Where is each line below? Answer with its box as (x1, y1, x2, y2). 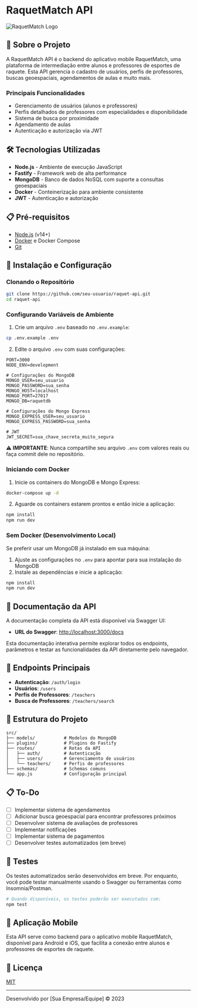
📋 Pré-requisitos (6, 212, 70, 222)
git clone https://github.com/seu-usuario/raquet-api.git (6, 291, 151, 297)
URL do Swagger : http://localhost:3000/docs (14, 628, 124, 635)
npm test (6, 901, 28, 907)
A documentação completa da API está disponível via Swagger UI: (6, 617, 166, 624)
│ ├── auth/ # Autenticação (6, 750, 101, 756)
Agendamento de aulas (14, 121, 71, 128)
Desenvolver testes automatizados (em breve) (14, 839, 126, 846)
